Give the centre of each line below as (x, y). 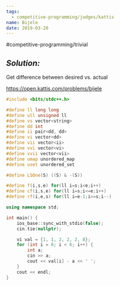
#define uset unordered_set (41, 164)
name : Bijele (22, 22)
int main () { (22, 218)
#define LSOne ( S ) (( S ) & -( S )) (44, 175)
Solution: (23, 63)
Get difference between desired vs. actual (57, 78)
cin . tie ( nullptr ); (39, 229)
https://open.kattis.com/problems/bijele (54, 89)
